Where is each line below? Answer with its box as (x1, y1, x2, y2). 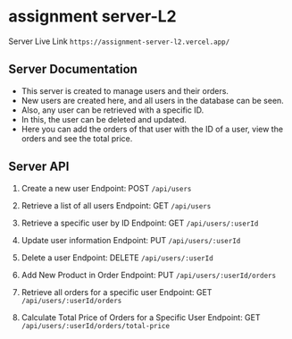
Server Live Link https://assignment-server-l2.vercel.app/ (8, 36, 230, 47)
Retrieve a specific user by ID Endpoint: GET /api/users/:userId (21, 217, 259, 228)
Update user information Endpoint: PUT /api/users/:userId (21, 234, 241, 245)
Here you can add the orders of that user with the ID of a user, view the (21, 123, 283, 134)
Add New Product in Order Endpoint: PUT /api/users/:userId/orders (21, 269, 277, 280)
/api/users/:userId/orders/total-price (21, 321, 171, 330)
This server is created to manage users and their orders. (21, 85, 229, 96)
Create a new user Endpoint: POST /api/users (21, 182, 192, 193)
